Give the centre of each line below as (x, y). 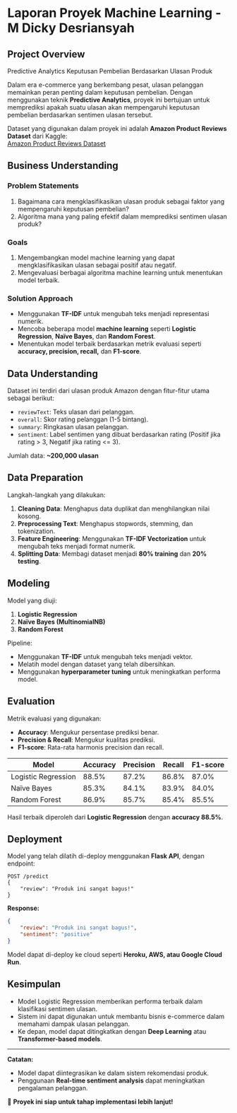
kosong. (29, 516)
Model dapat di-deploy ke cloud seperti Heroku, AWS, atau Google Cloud (115, 954)
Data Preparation (45, 478)
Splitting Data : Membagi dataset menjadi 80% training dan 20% (112, 554)
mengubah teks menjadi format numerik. (77, 546)
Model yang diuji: (32, 600)
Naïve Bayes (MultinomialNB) (61, 622)
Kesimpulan (34, 984)
